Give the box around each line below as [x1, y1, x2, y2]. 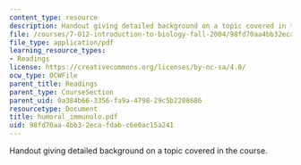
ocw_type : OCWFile [9, 71, 78, 80]
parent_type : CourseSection [9, 87, 115, 96]
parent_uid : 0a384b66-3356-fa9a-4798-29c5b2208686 [9, 95, 202, 105]
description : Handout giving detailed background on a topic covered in [9, 21, 287, 30]
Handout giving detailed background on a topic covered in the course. [9, 145, 268, 156]
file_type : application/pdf [9, 37, 115, 47]
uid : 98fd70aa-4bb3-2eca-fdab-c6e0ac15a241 [9, 121, 175, 130]
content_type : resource [9, 12, 99, 22]
